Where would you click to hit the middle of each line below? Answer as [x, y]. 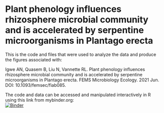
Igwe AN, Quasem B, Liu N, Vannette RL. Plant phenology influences [75, 69]
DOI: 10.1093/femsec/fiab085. [36, 85]
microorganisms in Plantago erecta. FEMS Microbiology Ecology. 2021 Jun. [82, 80]
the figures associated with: [34, 59]
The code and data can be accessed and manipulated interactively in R [78, 95]
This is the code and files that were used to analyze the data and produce [81, 54]
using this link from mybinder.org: [40, 100]
